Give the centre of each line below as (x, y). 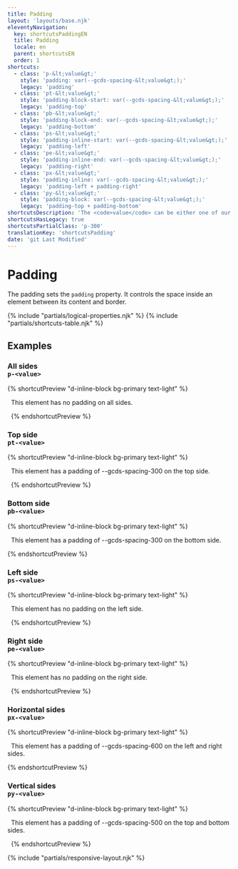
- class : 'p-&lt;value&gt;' (56, 73)
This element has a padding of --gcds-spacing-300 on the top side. (110, 471)
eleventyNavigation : (38, 27)
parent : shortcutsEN (44, 54)
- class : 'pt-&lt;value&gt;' (57, 93)
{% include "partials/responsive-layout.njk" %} (76, 858)
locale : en (30, 47)
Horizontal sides (36, 710)
